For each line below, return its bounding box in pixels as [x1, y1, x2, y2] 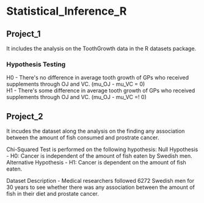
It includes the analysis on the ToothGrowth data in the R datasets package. [6, 45, 197, 52]
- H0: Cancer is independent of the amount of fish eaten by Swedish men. [6, 152, 192, 160]
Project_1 [6, 29, 41, 39]
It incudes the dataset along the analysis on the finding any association [6, 127, 185, 135]
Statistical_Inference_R [6, 4, 127, 18]
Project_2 [6, 111, 43, 122]
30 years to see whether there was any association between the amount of [6, 183, 195, 191]
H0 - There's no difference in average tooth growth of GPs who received [6, 74, 189, 81]
